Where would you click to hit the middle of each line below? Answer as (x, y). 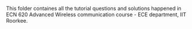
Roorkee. (17, 21)
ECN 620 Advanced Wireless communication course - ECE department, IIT (96, 14)
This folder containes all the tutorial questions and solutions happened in (94, 8)
